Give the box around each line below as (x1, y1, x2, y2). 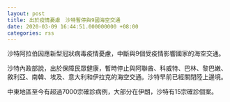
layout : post (7, 10, 45, 17)
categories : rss (7, 29, 54, 37)
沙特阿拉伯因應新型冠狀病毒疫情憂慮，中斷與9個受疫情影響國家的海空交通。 (7, 49, 225, 58)
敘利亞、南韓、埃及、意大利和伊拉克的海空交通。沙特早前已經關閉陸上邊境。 (7, 73, 227, 81)
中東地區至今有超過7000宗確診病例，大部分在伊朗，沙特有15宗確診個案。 (7, 87, 218, 96)
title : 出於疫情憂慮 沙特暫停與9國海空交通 (7, 17, 121, 24)
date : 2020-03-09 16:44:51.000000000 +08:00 (7, 23, 139, 30)
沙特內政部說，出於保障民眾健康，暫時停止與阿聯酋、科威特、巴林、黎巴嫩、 (7, 64, 227, 73)
